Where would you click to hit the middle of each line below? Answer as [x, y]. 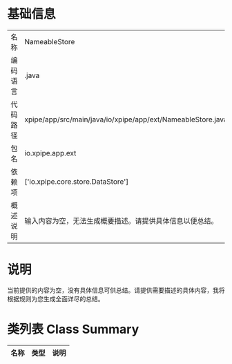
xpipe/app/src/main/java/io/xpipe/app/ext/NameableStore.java [126, 119]
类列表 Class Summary [73, 329]
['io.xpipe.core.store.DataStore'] [77, 182]
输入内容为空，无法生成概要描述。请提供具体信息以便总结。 [122, 220]
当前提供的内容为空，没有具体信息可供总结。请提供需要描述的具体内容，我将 [116, 290]
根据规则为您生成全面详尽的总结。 [56, 298]
